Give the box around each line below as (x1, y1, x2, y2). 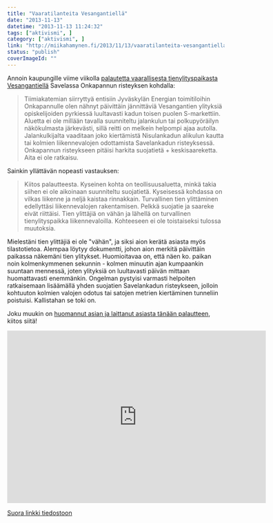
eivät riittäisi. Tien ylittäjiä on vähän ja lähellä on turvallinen (23, 209, 191, 217)
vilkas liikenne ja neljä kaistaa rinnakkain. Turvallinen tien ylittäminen (23, 195, 219, 203)
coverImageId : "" (7, 55, 57, 62)
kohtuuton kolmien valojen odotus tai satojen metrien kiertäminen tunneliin (7, 288, 219, 297)
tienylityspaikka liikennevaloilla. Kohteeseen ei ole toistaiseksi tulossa (23, 217, 221, 225)
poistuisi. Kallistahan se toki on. (7, 296, 97, 304)
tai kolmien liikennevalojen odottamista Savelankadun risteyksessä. (23, 139, 215, 147)
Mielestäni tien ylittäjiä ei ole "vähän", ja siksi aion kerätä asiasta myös (7, 237, 206, 246)
